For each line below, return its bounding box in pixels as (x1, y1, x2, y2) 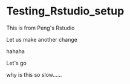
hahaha (6, 47, 25, 55)
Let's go (6, 59, 27, 66)
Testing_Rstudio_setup (6, 4, 125, 18)
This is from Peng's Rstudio (6, 24, 75, 31)
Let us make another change (6, 36, 77, 43)
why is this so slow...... (6, 71, 62, 78)
